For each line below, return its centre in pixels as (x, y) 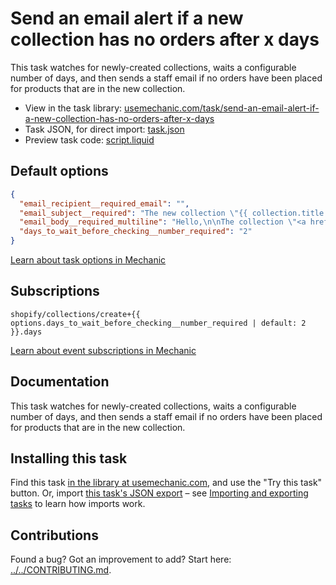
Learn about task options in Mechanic (88, 260)
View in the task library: (73, 108)
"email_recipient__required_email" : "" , (104, 203)
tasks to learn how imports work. (78, 504)
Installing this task (69, 458)
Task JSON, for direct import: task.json (104, 129)
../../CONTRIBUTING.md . (61, 570)
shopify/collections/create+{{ (75, 314)
